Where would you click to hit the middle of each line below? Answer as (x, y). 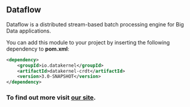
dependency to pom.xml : (38, 49)
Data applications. (29, 31)
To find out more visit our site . (51, 97)
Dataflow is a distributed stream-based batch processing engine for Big (95, 24)
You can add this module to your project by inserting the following (88, 42)
